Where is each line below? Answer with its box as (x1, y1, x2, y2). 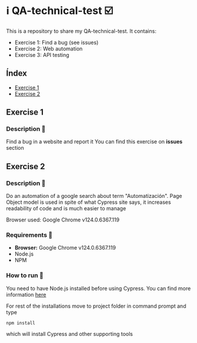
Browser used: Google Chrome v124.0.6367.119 (6, 216, 119, 223)
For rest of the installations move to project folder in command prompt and (6, 302, 186, 310)
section (6, 144, 25, 152)
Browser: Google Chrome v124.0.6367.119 (14, 244, 116, 251)
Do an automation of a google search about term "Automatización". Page (6, 193, 182, 200)
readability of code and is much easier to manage (6, 205, 126, 212)
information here (6, 291, 46, 298)
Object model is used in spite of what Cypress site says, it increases (6, 199, 172, 206)
